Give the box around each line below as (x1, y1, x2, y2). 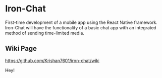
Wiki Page (5, 44, 37, 53)
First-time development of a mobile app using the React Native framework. (5, 19, 158, 25)
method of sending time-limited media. (5, 30, 84, 36)
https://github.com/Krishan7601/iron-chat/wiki (5, 58, 100, 64)
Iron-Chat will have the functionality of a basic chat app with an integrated (5, 24, 157, 30)
